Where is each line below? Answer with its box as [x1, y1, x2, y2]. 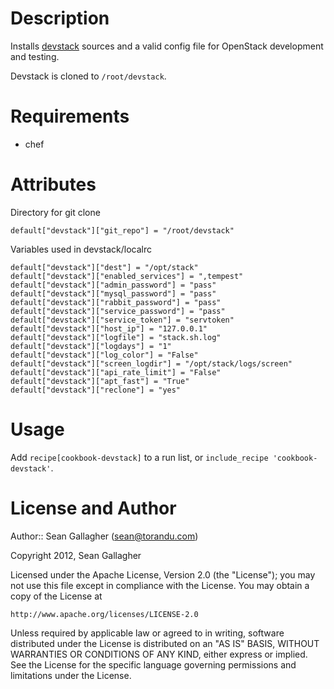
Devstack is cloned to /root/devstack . [10, 70, 167, 82]
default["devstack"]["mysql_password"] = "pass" [10, 288, 217, 299]
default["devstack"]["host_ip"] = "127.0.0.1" [10, 323, 208, 334]
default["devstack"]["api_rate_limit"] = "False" [10, 367, 222, 377]
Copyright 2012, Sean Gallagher [10, 549, 142, 561]
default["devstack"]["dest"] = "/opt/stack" [10, 262, 199, 272]
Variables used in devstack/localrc [10, 243, 153, 255]
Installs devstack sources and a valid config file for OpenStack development [10, 40, 324, 52]
